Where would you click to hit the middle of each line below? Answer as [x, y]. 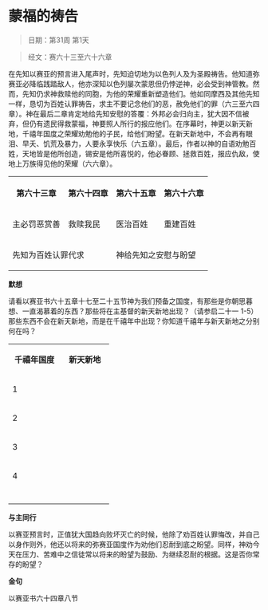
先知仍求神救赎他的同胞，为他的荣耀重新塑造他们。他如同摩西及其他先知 [141, 93]
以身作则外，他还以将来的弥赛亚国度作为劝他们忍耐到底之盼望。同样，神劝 [130, 544]
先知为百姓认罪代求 [49, 254]
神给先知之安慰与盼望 [156, 254]
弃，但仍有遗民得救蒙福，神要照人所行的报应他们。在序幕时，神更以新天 [127, 124]
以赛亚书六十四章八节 [43, 598]
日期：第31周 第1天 [58, 40]
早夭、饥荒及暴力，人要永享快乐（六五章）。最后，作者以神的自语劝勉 [136, 144]
